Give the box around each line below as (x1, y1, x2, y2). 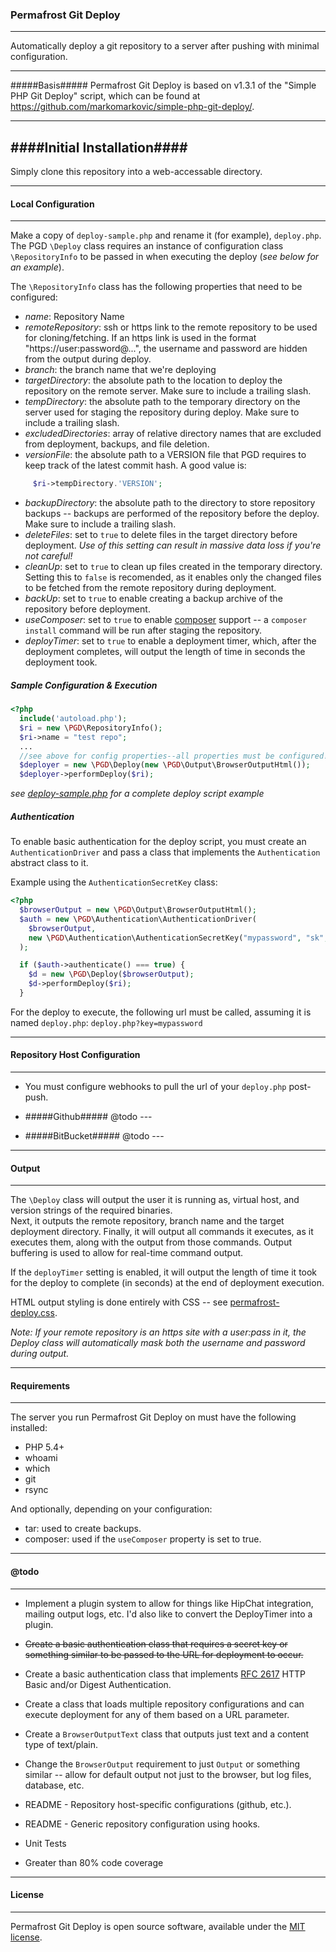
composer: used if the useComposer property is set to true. (24, 1533, 262, 1545)
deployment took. (24, 656, 98, 668)
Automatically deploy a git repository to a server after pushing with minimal (10, 40, 320, 52)
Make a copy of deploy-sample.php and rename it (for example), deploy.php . (10, 229, 322, 242)
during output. (10, 1348, 70, 1360)
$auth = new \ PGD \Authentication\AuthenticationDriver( (19, 914, 257, 924)
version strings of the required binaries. (10, 1204, 173, 1217)
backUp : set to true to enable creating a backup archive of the (24, 593, 283, 605)
